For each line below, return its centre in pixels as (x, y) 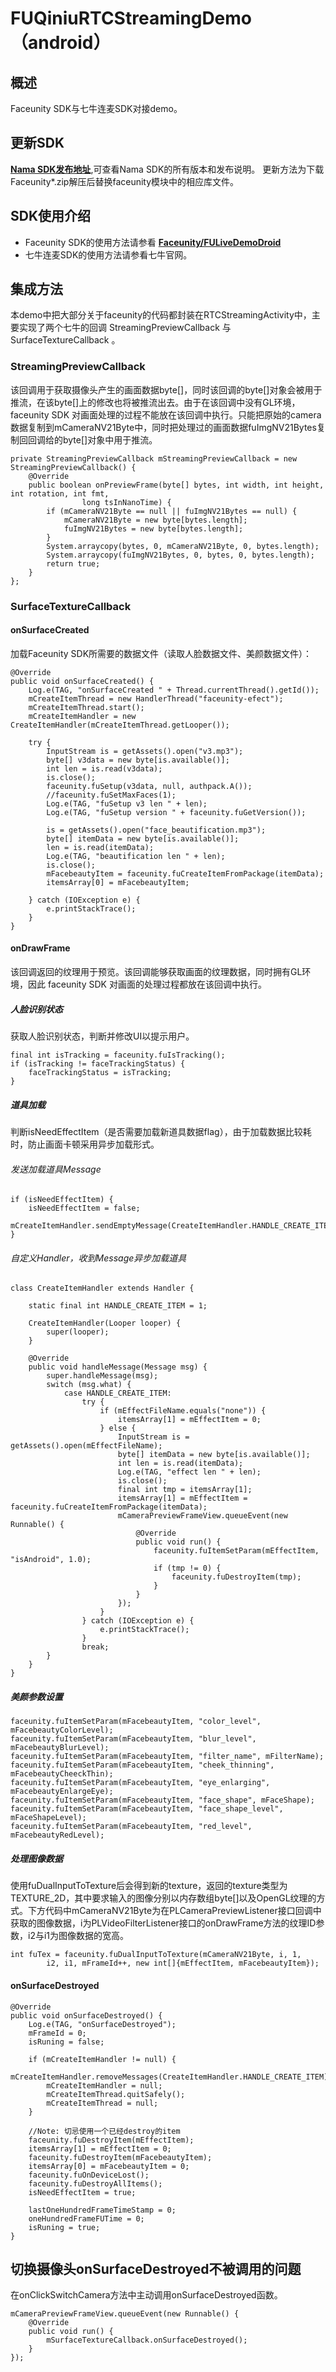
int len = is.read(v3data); (104, 768)
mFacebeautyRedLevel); (57, 1835)
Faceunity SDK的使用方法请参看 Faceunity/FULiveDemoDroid (153, 242)
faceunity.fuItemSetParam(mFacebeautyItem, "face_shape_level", (147, 1809)
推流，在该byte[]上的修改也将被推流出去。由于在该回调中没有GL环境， (155, 402)
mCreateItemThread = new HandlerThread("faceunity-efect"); (156, 698)
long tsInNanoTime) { (126, 502)
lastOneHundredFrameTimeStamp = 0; (102, 2210)
